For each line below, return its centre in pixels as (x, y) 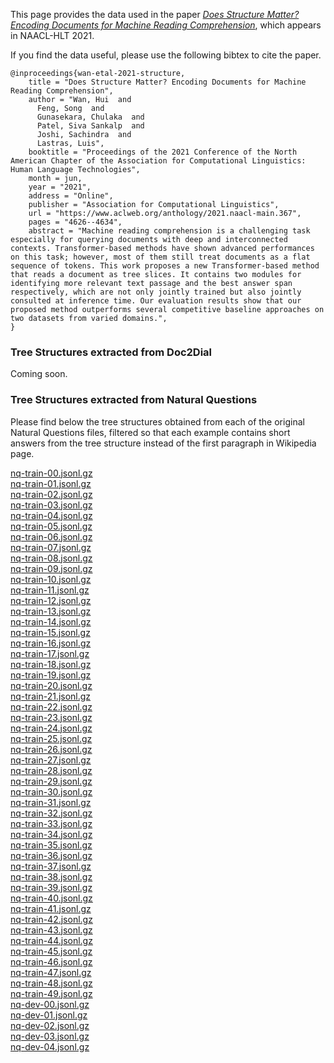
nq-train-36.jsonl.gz (51, 855)
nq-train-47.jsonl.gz (51, 972)
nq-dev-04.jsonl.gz (50, 1046)
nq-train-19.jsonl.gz (51, 675)
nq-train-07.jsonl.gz (51, 547)
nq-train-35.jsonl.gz (51, 845)
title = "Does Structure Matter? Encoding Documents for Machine (167, 82)
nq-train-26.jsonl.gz (51, 749)
